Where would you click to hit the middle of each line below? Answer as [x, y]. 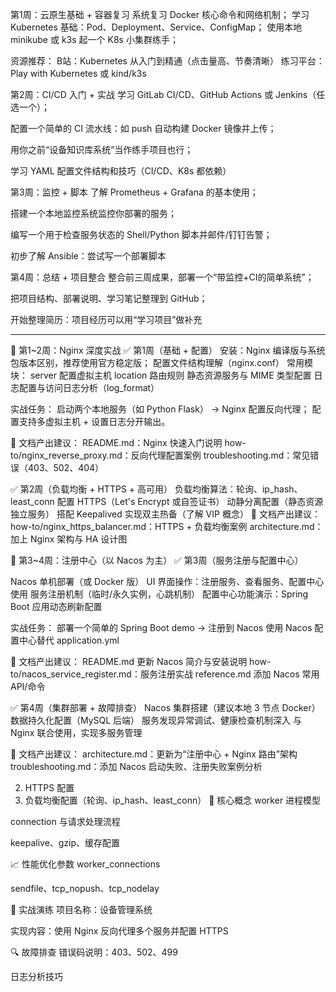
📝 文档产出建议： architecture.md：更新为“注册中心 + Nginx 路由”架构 [154, 754]
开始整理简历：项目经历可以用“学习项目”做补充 [106, 319]
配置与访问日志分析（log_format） [89, 387]
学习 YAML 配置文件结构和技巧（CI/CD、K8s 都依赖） [121, 171]
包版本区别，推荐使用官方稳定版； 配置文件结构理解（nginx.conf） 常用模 [161, 362]
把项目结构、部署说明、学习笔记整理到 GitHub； [109, 298]
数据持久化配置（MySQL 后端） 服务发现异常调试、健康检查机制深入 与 [156, 720]
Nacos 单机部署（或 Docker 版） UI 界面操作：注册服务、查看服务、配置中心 [167, 581]
